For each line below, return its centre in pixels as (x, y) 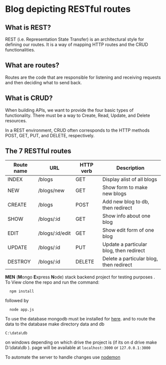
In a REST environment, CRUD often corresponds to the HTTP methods (77, 130)
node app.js (22, 310)
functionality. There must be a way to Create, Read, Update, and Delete (78, 115)
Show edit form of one (128, 230)
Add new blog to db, (125, 202)
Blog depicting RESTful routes (68, 9)
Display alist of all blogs (129, 179)
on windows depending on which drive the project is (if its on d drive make (81, 342)
